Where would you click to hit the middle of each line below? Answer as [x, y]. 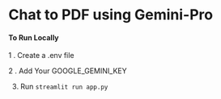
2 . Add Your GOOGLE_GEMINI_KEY [68, 71]
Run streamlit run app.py [64, 87]
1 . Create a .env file [41, 56]
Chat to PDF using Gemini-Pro [110, 15]
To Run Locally [34, 37]
